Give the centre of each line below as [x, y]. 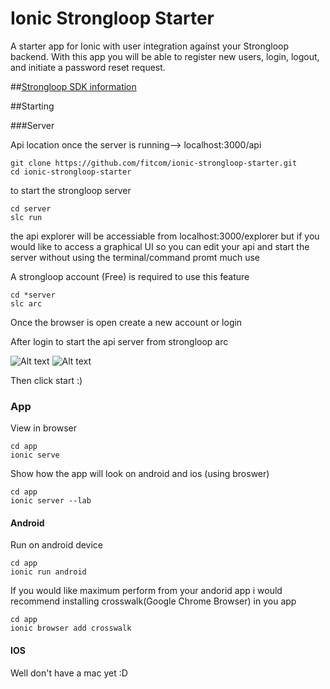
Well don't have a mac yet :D [69, 673]
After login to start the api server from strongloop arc [119, 341]
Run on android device [57, 545]
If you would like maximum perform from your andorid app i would [146, 591]
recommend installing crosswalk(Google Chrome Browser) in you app [153, 601]
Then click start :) [46, 380]
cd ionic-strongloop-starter [71, 172]
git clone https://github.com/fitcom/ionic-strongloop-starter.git [154, 163]
